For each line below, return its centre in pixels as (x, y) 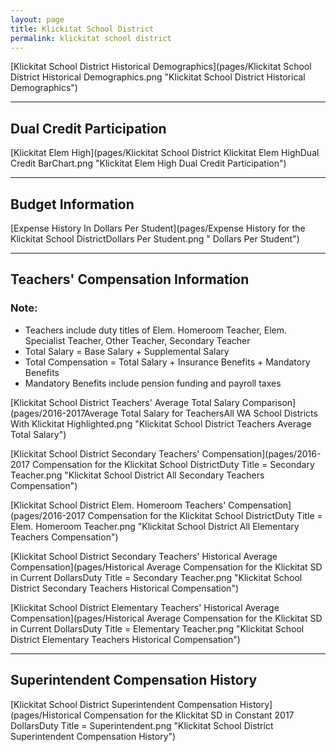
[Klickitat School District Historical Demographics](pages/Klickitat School (161, 67)
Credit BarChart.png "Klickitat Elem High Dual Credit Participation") (148, 163)
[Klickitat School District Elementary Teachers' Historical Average (145, 607)
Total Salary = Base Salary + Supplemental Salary (127, 351)
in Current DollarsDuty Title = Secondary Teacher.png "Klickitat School (156, 577)
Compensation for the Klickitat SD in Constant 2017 (189, 715)
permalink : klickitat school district (91, 38)
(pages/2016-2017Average (64, 413)
